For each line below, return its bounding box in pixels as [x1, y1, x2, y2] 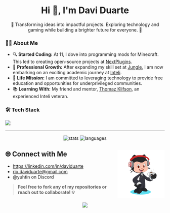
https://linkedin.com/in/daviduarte [12, 163, 83, 169]
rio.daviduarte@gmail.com [12, 169, 68, 175]
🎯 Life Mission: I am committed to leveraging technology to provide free [12, 75, 163, 81]
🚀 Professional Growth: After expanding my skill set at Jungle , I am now [12, 64, 163, 70]
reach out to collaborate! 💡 [17, 189, 75, 195]
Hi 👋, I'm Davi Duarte [41, 5, 129, 16]
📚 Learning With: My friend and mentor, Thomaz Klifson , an [12, 86, 140, 92]
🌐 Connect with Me [5, 149, 67, 158]
